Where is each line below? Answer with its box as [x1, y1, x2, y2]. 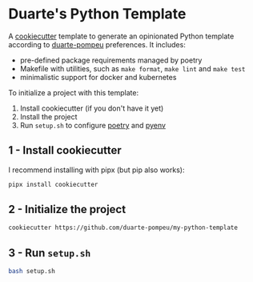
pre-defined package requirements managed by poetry [19, 55, 203, 65]
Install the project [19, 111, 78, 121]
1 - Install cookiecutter [8, 143, 122, 157]
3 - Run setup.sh [8, 246, 91, 260]
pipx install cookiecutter [8, 180, 98, 188]
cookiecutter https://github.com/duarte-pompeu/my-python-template [8, 224, 239, 232]
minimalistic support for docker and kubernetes [19, 72, 177, 82]
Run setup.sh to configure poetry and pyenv [19, 120, 167, 130]
